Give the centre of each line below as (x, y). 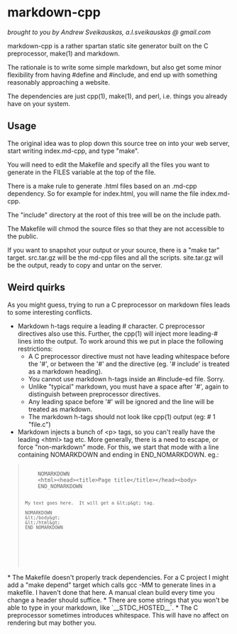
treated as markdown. (60, 409)
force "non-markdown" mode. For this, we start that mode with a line (118, 447)
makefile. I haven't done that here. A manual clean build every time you (111, 593)
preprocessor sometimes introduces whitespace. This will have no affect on (118, 615)
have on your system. (39, 103)
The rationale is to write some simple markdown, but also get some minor (115, 67)
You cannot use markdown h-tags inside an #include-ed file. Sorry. (126, 379)
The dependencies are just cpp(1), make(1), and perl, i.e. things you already (117, 96)
